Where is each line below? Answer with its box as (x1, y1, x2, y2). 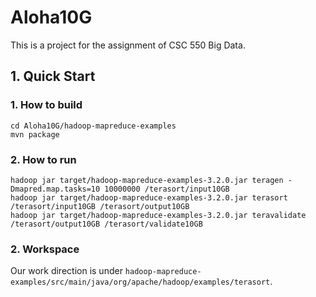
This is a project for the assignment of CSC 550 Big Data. (10, 39, 246, 51)
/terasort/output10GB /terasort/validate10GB (10, 219, 203, 229)
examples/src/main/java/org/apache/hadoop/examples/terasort (10, 277, 271, 288)
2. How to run (10, 152, 77, 166)
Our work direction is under (10, 265, 123, 277)
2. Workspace (10, 242, 80, 256)
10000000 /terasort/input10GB (104, 184, 230, 194)
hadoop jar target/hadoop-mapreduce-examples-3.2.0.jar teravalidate (10, 210, 307, 220)
